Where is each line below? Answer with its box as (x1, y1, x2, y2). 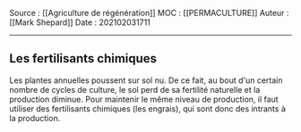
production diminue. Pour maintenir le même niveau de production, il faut (9, 94, 279, 104)
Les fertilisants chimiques (9, 51, 158, 66)
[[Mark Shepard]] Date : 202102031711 (9, 17, 150, 28)
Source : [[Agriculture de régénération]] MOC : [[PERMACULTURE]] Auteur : (9, 8, 289, 18)
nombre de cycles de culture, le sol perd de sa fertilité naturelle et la (9, 84, 261, 95)
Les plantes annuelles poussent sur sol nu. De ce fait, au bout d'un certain (9, 75, 284, 86)
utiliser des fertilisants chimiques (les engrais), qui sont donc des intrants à (9, 103, 287, 114)
